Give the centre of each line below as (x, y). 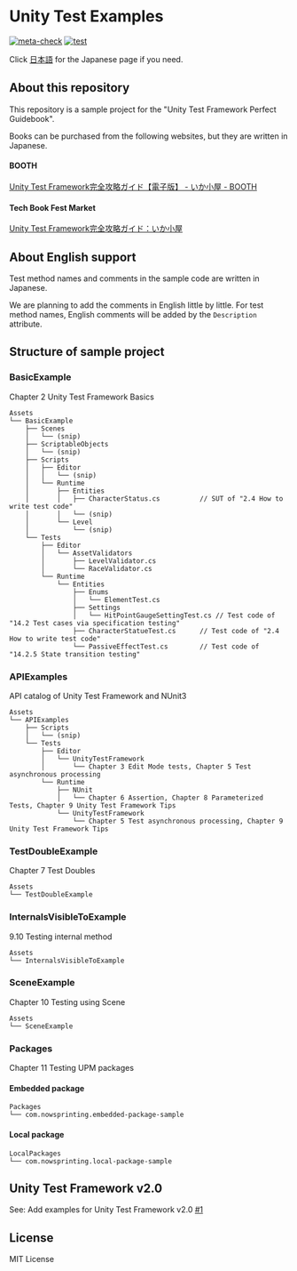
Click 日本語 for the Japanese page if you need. (96, 59)
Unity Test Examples (86, 16)
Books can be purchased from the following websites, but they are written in (148, 136)
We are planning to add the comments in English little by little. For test (137, 305)
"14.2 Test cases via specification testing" (94, 623)
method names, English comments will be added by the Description (133, 314)
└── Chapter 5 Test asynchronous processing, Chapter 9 (178, 821)
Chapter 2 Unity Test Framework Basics (82, 397)
